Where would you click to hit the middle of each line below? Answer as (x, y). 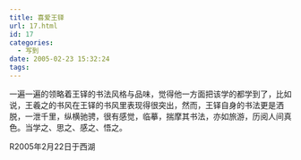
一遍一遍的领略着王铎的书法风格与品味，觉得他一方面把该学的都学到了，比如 (150, 94)
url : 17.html (34, 26)
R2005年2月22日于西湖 (52, 146)
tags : (19, 68)
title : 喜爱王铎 (37, 17)
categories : (31, 42)
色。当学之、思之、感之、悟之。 (68, 127)
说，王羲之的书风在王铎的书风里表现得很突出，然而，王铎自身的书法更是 (142, 105)
